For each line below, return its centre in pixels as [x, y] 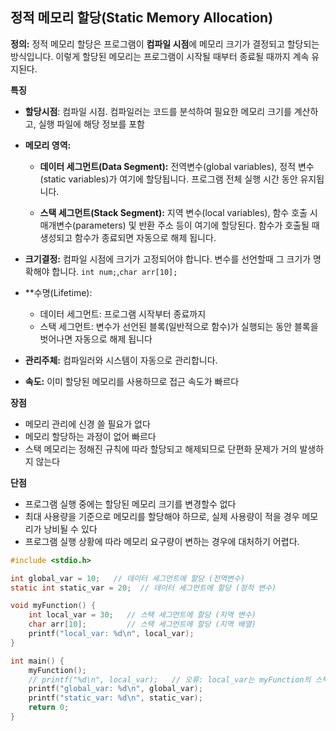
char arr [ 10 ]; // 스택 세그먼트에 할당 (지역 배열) [142, 624]
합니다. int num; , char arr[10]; [114, 271]
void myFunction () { [53, 606]
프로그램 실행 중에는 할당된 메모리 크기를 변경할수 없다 [130, 504]
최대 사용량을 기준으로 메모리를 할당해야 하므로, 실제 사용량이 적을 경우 [162, 516]
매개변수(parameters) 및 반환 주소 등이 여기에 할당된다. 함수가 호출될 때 [179, 225]
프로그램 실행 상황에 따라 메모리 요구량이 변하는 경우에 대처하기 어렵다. [162, 541]
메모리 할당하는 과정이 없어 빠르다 [90, 436]
